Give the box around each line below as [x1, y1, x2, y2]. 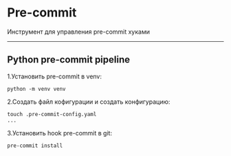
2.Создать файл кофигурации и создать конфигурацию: [7, 98, 170, 106]
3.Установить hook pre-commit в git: [7, 129, 112, 137]
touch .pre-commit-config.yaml [7, 111, 97, 118]
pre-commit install [7, 142, 63, 149]
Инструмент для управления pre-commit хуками [7, 27, 150, 36]
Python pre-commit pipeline [7, 54, 131, 66]
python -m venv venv [7, 85, 67, 92]
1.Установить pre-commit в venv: [7, 72, 102, 80]
